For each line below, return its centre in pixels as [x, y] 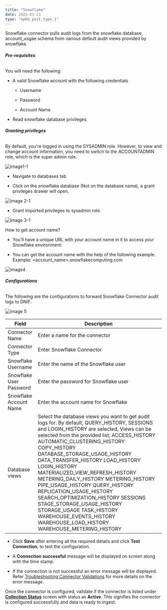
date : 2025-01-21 [23, 14]
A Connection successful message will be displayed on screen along [84, 556]
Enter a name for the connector [74, 335]
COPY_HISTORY [57, 448]
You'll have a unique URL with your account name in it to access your [83, 239]
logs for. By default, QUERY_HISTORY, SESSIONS [95, 423]
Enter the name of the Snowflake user [82, 364]
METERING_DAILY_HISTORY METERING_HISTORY [97, 479]
